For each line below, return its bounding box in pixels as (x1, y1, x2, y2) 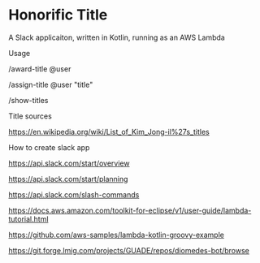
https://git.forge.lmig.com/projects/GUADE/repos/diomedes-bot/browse (8, 245, 250, 255)
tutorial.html (8, 213, 49, 224)
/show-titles (8, 95, 49, 105)
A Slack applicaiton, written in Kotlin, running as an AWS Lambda (8, 32, 225, 42)
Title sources (8, 111, 53, 121)
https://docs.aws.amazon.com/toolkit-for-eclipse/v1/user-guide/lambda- (8, 205, 252, 215)
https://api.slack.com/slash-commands (8, 189, 140, 200)
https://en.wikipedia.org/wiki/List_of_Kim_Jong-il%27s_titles (8, 127, 210, 136)
